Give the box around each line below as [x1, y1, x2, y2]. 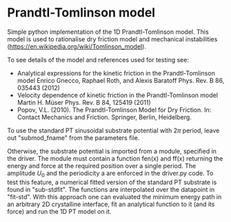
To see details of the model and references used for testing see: [7, 55, 190, 63]
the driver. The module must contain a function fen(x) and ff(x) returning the [7, 154, 223, 163]
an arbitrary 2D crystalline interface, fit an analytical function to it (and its [7, 200, 215, 208]
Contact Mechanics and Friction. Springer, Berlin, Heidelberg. [17, 112, 192, 121]
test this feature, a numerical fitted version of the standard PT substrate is [7, 178, 217, 186]
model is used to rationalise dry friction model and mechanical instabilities [7, 34, 218, 43]
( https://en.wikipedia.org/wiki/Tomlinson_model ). [7, 42, 147, 50]
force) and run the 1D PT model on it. [7, 207, 112, 215]
